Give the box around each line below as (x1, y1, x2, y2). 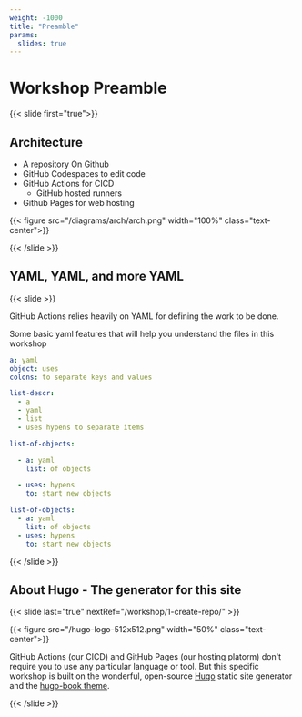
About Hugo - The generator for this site (9, 582, 242, 598)
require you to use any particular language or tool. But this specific (9, 661, 259, 672)
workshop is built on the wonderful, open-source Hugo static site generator (9, 671, 293, 681)
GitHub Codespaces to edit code (22, 169, 146, 179)
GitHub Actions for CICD (22, 179, 115, 189)
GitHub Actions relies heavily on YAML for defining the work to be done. (9, 311, 279, 322)
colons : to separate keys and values (9, 373, 153, 382)
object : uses (9, 364, 59, 374)
